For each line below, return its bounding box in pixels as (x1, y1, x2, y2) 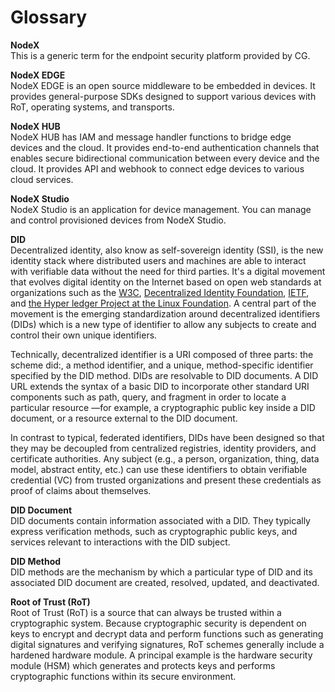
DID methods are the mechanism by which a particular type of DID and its (10, 566, 313, 578)
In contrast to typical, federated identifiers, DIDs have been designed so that (10, 431, 325, 443)
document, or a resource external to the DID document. (10, 412, 238, 424)
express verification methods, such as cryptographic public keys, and (10, 525, 298, 537)
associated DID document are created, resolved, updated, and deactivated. (10, 576, 320, 588)
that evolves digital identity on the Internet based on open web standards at (10, 276, 322, 288)
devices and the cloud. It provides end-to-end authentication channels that (10, 141, 320, 153)
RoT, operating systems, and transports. (10, 101, 175, 113)
